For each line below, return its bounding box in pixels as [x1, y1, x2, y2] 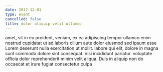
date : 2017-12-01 [5, 7, 42, 12]
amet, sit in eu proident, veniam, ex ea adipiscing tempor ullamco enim [5, 35, 151, 41]
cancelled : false [5, 16, 42, 21]
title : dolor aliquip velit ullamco [5, 21, 82, 26]
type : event [5, 12, 30, 17]
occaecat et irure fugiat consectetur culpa [5, 61, 92, 67]
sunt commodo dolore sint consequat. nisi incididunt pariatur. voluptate [5, 51, 152, 57]
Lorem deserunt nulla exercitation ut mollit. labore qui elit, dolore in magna [5, 45, 158, 51]
